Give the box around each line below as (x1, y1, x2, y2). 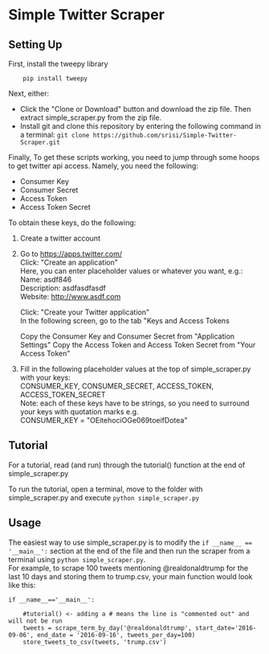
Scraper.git (19, 138, 60, 146)
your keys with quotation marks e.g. (19, 407, 139, 416)
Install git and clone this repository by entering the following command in (19, 121, 262, 130)
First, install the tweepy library (8, 59, 108, 68)
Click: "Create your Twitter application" (19, 307, 150, 317)
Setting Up (8, 38, 63, 51)
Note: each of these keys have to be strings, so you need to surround (19, 398, 250, 408)
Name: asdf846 (19, 275, 72, 284)
